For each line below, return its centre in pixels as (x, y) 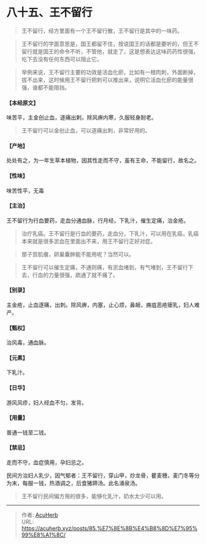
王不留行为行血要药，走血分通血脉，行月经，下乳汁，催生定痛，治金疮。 (97, 220)
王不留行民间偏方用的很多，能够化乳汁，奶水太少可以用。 (94, 496)
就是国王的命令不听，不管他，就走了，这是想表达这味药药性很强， (116, 51)
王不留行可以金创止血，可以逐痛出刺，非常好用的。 (86, 131)
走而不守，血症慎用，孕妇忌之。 (47, 462)
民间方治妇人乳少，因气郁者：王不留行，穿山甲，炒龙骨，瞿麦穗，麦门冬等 (100, 475)
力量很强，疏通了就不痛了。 (83, 275)
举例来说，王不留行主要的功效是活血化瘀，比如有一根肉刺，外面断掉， (110, 72)
